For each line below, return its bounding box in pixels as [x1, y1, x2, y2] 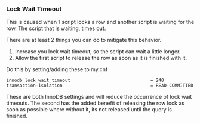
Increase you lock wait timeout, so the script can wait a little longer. [14, 48, 181, 55]
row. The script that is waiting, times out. [6, 25, 106, 32]
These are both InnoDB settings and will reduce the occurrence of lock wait [6, 93, 192, 101]
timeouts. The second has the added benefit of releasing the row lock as [6, 99, 185, 107]
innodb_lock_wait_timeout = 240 [6, 77, 164, 84]
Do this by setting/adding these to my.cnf [6, 66, 108, 73]
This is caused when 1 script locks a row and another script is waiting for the [6, 19, 195, 26]
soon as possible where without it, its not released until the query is [6, 106, 172, 113]
